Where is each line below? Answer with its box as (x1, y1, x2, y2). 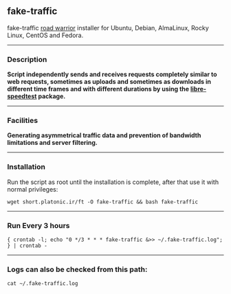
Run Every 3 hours (7, 220, 70, 230)
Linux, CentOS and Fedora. (7, 31, 84, 39)
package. (38, 92, 66, 100)
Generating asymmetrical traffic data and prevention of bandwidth (7, 131, 201, 139)
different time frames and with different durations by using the (7, 85, 190, 93)
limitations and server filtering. (7, 139, 98, 147)
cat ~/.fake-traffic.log (7, 280, 78, 287)
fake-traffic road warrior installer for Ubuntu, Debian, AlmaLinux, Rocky (7, 23, 209, 32)
